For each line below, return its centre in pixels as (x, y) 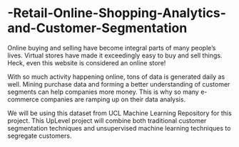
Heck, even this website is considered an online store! (87, 62)
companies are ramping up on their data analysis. (113, 99)
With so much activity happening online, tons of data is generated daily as (116, 77)
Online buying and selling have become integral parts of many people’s (112, 48)
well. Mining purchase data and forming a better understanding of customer (119, 84)
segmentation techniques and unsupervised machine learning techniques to (119, 128)
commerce (23, 99)
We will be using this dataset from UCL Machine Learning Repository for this (119, 113)
